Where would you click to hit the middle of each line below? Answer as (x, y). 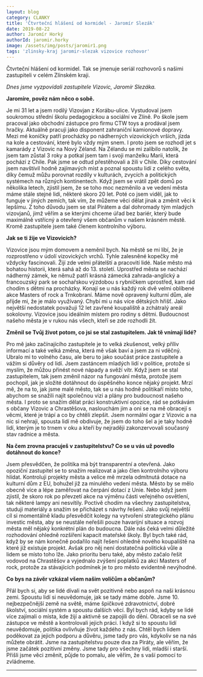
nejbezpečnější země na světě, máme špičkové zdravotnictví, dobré (91, 603)
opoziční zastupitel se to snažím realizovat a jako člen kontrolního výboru (97, 470)
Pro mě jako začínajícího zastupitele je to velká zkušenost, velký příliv (93, 344)
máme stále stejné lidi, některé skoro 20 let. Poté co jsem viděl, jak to (92, 194)
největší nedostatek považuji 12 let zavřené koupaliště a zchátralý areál (95, 307)
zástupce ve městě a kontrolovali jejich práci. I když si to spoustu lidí (92, 622)
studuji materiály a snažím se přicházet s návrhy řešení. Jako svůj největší (98, 509)
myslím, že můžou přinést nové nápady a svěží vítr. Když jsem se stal (92, 370)
